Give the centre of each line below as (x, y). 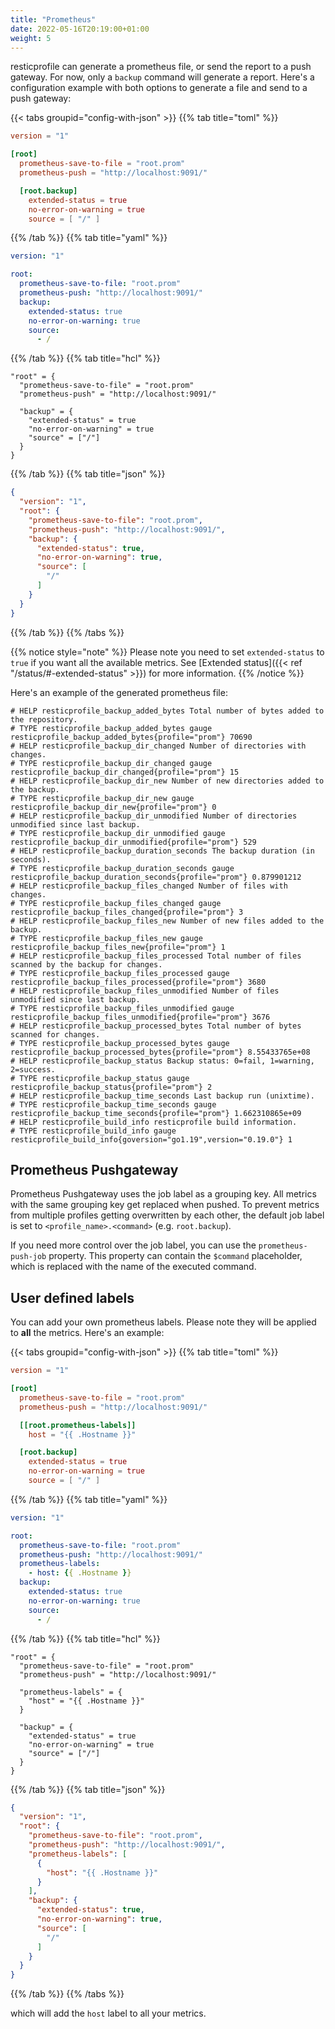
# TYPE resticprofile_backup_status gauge (100, 1078)
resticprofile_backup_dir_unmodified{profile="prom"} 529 (133, 842)
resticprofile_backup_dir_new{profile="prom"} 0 (113, 807)
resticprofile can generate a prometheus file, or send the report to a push (161, 67)
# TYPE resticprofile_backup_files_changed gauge (116, 903)
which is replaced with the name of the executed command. (133, 1267)
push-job (28, 1257)
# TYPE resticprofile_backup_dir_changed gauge (111, 763)
